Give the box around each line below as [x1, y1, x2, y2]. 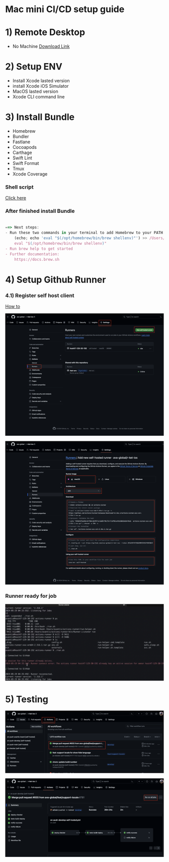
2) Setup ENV [5, 61, 63, 73]
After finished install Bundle [5, 208, 75, 215]
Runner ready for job [5, 593, 57, 600]
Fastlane [12, 139, 31, 145]
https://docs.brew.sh [14, 257, 59, 262]
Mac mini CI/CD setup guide [5, 4, 125, 15]
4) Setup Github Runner [5, 274, 106, 285]
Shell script [5, 183, 34, 190]
